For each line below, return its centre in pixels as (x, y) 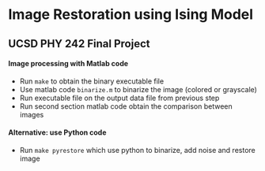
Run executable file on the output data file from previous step (119, 98)
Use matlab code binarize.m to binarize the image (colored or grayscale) (138, 89)
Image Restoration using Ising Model (131, 15)
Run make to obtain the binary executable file (92, 81)
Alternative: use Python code (57, 132)
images (32, 114)
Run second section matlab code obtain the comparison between (126, 106)
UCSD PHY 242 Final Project (79, 44)
